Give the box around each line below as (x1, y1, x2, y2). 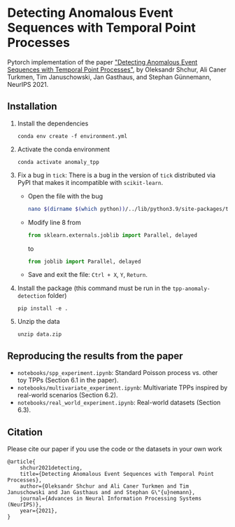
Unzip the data (17, 317, 61, 326)
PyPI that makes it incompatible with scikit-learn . (17, 178, 163, 186)
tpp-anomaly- (172, 285, 211, 292)
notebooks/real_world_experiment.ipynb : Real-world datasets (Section (17, 398, 221, 407)
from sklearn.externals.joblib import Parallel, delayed (27, 231, 198, 239)
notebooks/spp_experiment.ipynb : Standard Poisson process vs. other (17, 369, 218, 377)
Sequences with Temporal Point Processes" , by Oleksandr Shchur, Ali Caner (7, 65, 227, 74)
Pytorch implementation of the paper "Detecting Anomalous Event (7, 57, 198, 66)
